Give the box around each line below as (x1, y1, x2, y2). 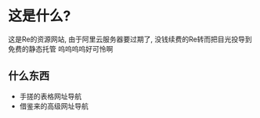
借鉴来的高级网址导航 (19, 101, 88, 110)
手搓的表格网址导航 (19, 91, 82, 101)
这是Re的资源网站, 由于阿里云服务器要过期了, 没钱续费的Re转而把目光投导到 (8, 34, 252, 44)
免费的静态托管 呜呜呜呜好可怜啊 (8, 44, 114, 53)
